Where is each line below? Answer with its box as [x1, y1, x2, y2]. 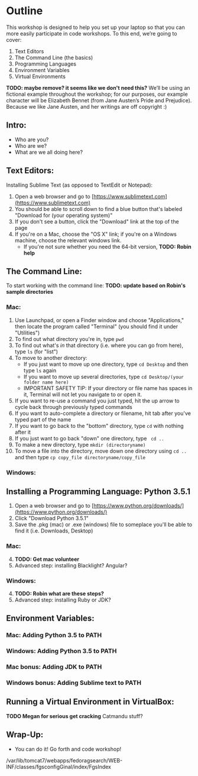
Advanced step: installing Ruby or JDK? [14, 596, 111, 603]
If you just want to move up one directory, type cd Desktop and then [23, 361, 189, 368]
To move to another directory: [14, 354, 87, 361]
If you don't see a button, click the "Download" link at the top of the [14, 217, 179, 225]
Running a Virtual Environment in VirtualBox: [6, 697, 174, 707]
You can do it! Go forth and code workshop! [14, 745, 122, 752]
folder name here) [23, 379, 69, 385]
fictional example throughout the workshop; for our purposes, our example [6, 90, 188, 98]
